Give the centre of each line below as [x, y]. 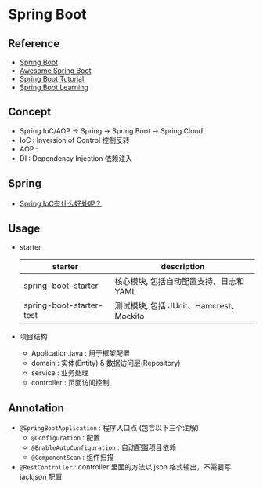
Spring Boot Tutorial [52, 79]
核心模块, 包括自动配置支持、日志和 [180, 282]
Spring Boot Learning [54, 87]
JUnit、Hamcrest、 [203, 306]
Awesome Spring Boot [55, 71]
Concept [30, 112]
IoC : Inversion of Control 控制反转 [75, 140]
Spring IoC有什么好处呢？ [61, 203]
